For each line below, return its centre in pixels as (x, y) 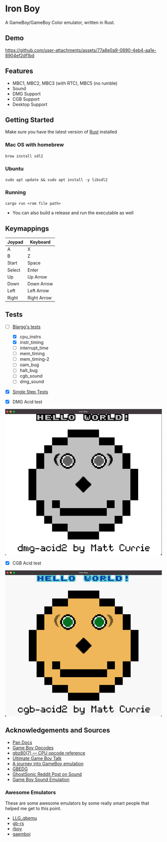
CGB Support (26, 99)
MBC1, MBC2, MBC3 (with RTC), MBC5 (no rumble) (65, 83)
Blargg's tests (26, 326)
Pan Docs (22, 742)
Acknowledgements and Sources (58, 730)
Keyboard (40, 242)
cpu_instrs (30, 336)
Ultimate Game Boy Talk (37, 758)
